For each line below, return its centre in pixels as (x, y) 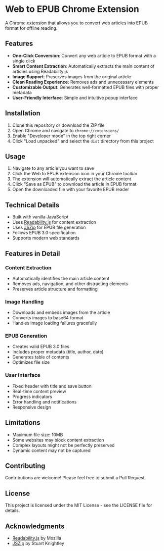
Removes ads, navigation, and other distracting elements (70, 284)
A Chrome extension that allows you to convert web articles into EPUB (77, 23)
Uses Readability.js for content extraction (54, 222)
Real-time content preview (39, 391)
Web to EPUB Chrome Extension (72, 9)
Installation (23, 113)
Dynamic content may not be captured (51, 450)
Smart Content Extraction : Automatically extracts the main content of (83, 66)
